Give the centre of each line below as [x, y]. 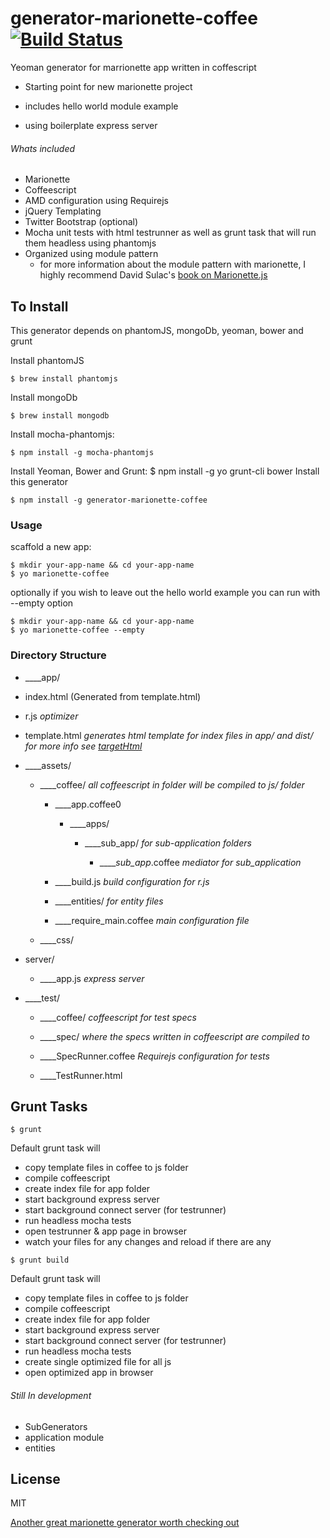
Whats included [43, 148]
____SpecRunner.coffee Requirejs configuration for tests [154, 1056]
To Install [39, 306]
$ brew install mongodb [60, 415]
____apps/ [89, 823]
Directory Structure [58, 655]
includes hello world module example [101, 106]
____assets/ [48, 765]
